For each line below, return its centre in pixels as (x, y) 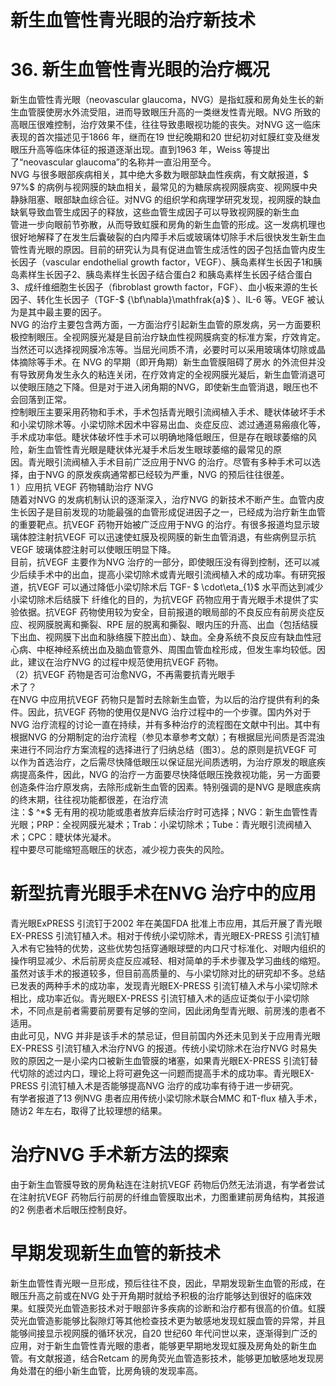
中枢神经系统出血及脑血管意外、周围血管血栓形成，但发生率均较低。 (176, 650)
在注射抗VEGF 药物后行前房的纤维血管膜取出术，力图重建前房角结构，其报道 (167, 1197)
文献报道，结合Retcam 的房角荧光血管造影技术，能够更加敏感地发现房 (180, 1358)
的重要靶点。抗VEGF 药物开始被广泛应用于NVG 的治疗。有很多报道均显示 (161, 525)
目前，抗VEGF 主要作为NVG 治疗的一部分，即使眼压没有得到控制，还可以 (161, 562)
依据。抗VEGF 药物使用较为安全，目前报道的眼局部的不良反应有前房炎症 (167, 612)
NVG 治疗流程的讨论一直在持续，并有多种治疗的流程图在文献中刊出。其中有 (166, 725)
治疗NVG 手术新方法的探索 (119, 1155)
